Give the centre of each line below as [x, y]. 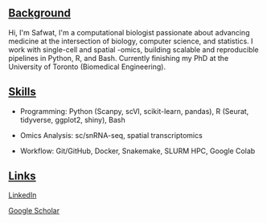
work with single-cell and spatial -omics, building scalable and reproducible [133, 49]
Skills [22, 92]
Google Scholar [34, 211]
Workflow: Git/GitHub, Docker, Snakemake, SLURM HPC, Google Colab [138, 151]
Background [39, 13]
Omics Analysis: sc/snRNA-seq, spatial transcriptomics [111, 135]
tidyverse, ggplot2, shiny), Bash [73, 120]
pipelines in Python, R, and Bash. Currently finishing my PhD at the [119, 58]
